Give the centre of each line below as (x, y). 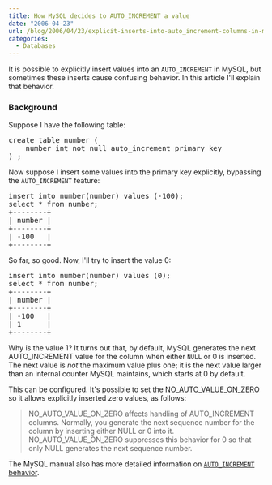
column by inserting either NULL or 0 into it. (101, 431)
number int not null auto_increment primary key (124, 148)
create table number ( (53, 140)
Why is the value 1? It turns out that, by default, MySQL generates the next (132, 348)
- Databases (36, 46)
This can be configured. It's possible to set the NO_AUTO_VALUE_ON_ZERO (134, 389)
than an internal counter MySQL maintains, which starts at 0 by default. (127, 374)
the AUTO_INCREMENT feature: (54, 181)
